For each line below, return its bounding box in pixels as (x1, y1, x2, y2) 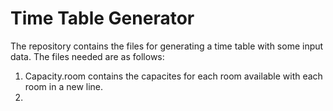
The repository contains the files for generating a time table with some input (10, 40, 324, 52)
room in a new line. (24, 80, 104, 92)
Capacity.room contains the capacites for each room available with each (24, 70, 323, 82)
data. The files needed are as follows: (10, 50, 165, 62)
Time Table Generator (10, 7, 195, 30)
